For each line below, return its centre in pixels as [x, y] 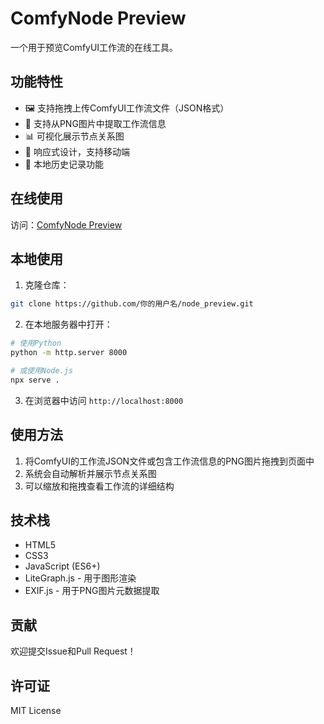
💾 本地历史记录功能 [64, 164]
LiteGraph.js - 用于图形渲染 [80, 578]
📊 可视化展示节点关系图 [74, 136]
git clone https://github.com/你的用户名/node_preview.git [132, 304]
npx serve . [35, 380]
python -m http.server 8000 [69, 353]
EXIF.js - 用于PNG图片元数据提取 [92, 591]
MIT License [36, 710]
